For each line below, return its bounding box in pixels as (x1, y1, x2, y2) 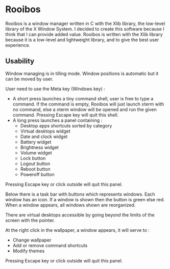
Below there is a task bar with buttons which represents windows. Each (5, 191, 155, 197)
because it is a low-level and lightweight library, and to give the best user (5, 37, 159, 43)
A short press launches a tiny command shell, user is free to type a (12, 95, 154, 101)
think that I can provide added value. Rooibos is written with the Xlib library (5, 31, 163, 37)
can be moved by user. (5, 75, 54, 82)
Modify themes (12, 248, 45, 254)
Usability (5, 57, 35, 66)
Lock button (20, 155, 46, 161)
